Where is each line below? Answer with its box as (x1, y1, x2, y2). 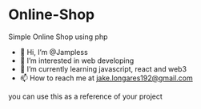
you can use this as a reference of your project (8, 91, 163, 101)
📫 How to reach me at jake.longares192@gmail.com (19, 73, 194, 83)
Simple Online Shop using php (8, 32, 108, 41)
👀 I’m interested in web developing (19, 56, 135, 65)
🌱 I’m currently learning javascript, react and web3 (19, 64, 187, 73)
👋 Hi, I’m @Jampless (19, 47, 88, 56)
